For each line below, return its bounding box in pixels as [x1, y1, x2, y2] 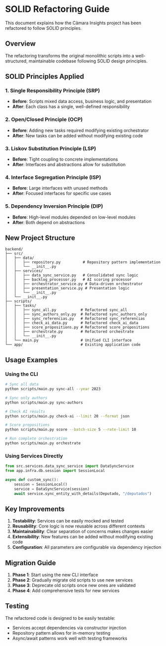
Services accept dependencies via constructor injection [12, 625, 127, 631]
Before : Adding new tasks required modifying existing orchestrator [12, 127, 149, 133]
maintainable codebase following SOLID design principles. [29, 58, 148, 64]
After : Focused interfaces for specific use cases [12, 190, 111, 196]
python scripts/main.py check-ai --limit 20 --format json [5, 413, 130, 418]
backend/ [5, 247, 23, 252]
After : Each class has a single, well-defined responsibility [12, 104, 130, 110]
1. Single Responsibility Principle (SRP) [5, 87, 100, 94]
